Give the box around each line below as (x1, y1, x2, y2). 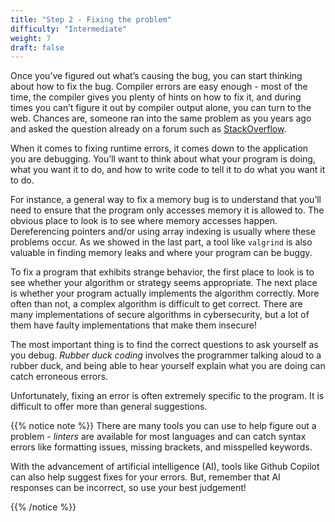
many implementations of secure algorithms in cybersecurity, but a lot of (10, 309, 310, 321)
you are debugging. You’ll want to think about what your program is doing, (10, 153, 316, 165)
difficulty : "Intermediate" (10, 24, 128, 34)
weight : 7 (10, 33, 52, 43)
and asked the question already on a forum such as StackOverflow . (10, 123, 287, 135)
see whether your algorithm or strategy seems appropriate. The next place (10, 277, 318, 289)
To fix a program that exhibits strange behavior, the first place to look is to (10, 266, 315, 278)
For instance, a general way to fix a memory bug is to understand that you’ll (10, 194, 322, 206)
